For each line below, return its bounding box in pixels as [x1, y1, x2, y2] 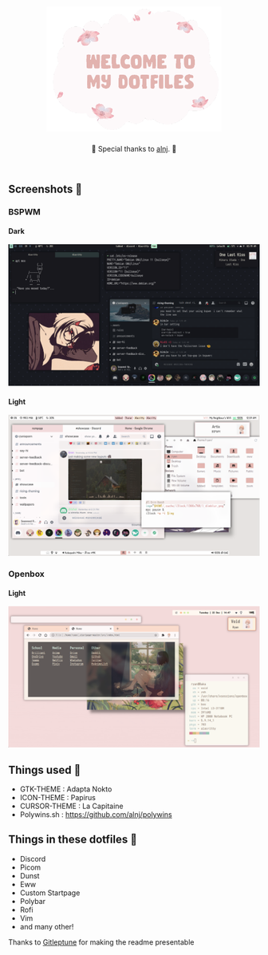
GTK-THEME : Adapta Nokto [19, 784, 112, 794]
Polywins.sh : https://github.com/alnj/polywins [19, 810, 173, 819]
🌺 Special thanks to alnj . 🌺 [91, 144, 177, 153]
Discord [19, 854, 46, 863]
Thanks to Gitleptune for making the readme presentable [8, 937, 195, 947]
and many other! [19, 921, 74, 931]
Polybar [19, 896, 46, 906]
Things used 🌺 [8, 763, 81, 776]
